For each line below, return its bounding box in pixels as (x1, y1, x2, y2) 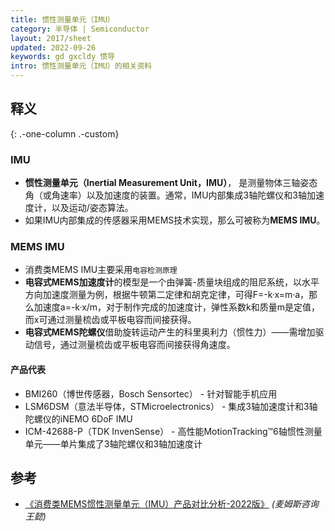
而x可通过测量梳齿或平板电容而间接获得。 (24, 314, 197, 326)
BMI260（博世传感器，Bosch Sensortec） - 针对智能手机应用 (24, 387, 278, 400)
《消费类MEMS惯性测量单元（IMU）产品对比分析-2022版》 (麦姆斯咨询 (24, 498, 319, 510)
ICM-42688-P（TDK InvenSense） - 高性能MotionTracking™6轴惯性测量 (24, 425, 323, 437)
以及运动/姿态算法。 (51, 202, 134, 214)
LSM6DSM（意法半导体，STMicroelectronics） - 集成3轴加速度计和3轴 (24, 400, 318, 412)
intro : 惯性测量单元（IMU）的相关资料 (10, 61, 153, 71)
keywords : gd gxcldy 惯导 (10, 52, 115, 62)
